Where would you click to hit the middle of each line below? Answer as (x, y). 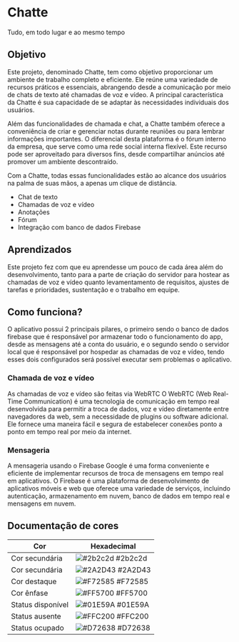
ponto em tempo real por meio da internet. (70, 431)
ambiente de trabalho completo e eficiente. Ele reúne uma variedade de (113, 79)
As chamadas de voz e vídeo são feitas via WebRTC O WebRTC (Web (110, 393)
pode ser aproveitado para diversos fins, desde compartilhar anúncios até (116, 154)
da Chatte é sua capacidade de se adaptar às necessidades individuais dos (118, 102)
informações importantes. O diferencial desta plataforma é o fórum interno (117, 139)
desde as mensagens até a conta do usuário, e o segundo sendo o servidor (118, 344)
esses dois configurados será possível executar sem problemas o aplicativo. (119, 360)
